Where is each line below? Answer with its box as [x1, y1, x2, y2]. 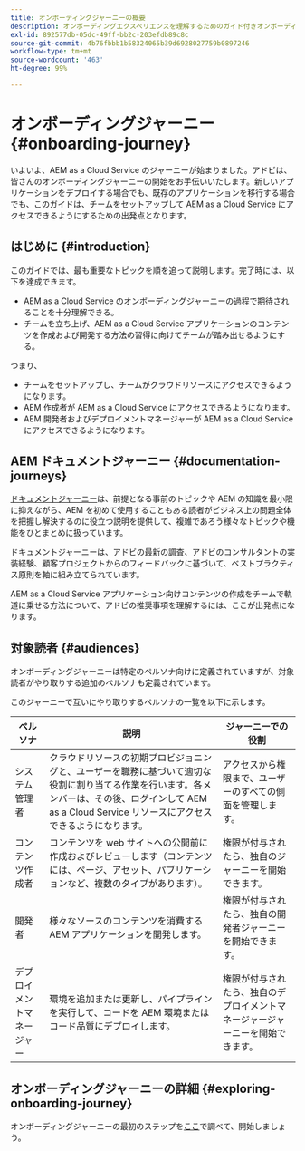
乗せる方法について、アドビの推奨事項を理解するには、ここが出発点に [25, 600, 288, 611]
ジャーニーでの [225, 721, 289, 733]
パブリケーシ [157, 864, 212, 876]
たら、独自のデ [222, 986, 287, 999]
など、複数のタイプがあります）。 [67, 877, 207, 890]
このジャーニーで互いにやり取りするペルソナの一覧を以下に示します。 [10, 697, 271, 708]
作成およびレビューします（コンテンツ [49, 850, 213, 863]
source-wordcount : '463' [10, 55, 104, 64]
